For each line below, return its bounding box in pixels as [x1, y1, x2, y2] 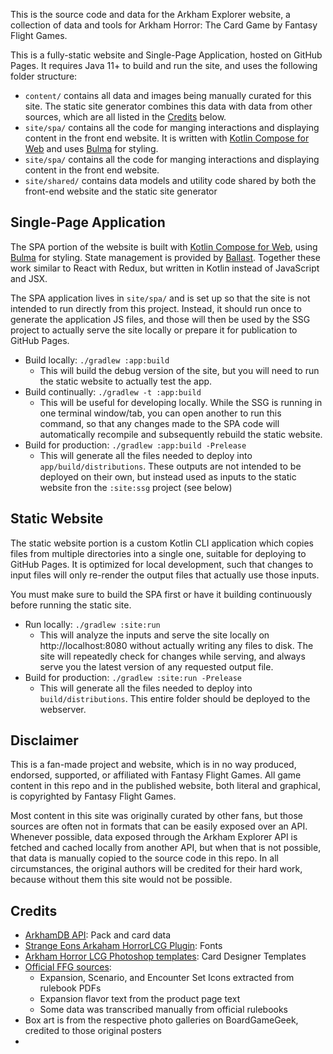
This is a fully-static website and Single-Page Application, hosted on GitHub [10, 49, 323, 61]
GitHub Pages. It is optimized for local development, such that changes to [10, 558, 314, 570]
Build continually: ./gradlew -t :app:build [24, 385, 202, 398]
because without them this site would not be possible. [10, 874, 233, 886]
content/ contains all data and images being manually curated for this [24, 90, 312, 101]
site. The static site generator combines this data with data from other [24, 100, 313, 112]
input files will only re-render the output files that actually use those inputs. [10, 569, 320, 581]
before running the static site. [10, 599, 132, 611]
